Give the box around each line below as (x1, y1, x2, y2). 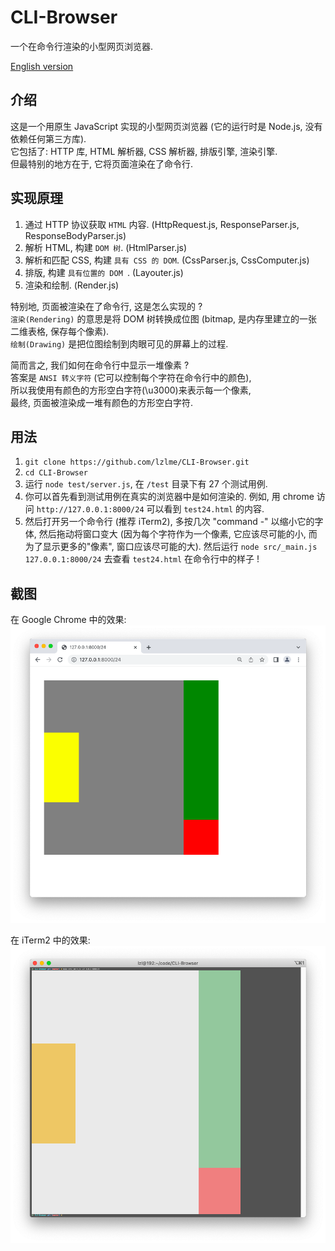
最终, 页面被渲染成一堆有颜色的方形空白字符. (10, 396, 194, 408)
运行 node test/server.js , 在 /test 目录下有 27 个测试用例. (24, 478, 268, 490)
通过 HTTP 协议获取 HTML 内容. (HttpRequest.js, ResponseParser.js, (24, 218, 300, 230)
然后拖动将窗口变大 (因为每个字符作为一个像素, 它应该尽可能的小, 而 (38, 528, 318, 540)
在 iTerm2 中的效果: (10, 934, 91, 946)
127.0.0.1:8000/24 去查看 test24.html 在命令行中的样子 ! (24, 553, 260, 565)
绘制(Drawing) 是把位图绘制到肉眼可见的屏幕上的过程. (10, 337, 229, 350)
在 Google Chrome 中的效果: (10, 614, 127, 626)
